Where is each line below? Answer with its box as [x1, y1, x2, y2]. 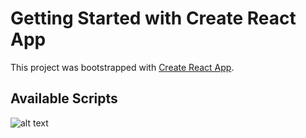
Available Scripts [10, 90, 118, 107]
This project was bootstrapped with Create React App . [10, 61, 235, 73]
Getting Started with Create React [10, 7, 297, 30]
